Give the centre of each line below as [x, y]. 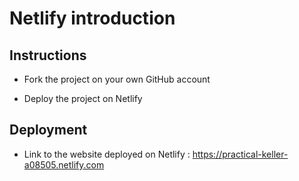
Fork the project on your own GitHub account [117, 79]
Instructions [48, 55]
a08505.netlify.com [64, 164]
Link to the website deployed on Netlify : [107, 154]
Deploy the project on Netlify [83, 98]
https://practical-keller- [240, 154]
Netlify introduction [92, 18]
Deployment [48, 130]
